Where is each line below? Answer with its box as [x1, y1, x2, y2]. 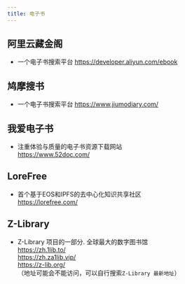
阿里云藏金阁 [7, 38, 63, 50]
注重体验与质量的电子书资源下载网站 [17, 143, 123, 151]
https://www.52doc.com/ [17, 150, 90, 159]
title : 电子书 [7, 10, 46, 17]
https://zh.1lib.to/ [17, 246, 67, 254]
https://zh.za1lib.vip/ [17, 253, 76, 261]
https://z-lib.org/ [17, 260, 65, 269]
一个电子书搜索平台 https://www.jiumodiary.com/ [17, 100, 159, 108]
